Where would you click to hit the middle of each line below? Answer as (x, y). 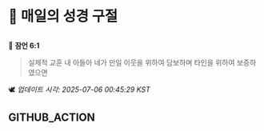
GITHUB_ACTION (52, 117)
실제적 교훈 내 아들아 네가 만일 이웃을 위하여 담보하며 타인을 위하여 (131, 62)
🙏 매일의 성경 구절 (63, 16)
